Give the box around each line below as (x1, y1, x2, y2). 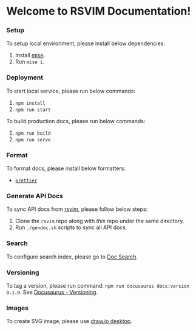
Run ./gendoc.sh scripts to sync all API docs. (15, 224, 127, 231)
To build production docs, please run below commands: (6, 117, 146, 124)
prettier (15, 178, 38, 184)
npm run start (15, 107, 51, 113)
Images (6, 304, 29, 312)
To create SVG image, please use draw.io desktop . (6, 318, 132, 325)
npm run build (15, 130, 51, 137)
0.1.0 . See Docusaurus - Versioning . (6, 288, 98, 296)
